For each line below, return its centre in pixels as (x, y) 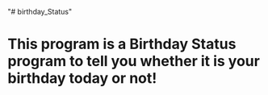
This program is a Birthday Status (122, 44)
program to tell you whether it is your (134, 62)
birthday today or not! (82, 78)
